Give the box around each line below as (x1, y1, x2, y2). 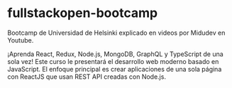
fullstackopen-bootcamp (7, 5, 158, 21)
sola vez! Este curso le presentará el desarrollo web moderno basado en (7, 57, 219, 65)
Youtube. (7, 35, 34, 44)
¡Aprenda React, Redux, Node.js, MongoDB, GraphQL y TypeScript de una (7, 50, 223, 58)
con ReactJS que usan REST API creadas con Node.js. (7, 72, 167, 81)
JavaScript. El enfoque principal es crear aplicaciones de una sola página (7, 65, 222, 73)
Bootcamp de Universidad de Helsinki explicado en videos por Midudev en (7, 28, 226, 37)
